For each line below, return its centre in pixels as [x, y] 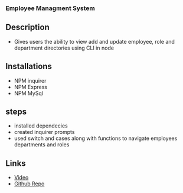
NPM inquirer [30, 80]
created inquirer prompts [44, 132]
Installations [29, 66]
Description [27, 27]
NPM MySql [29, 93]
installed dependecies [41, 126]
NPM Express [31, 87]
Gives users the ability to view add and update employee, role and [94, 41]
